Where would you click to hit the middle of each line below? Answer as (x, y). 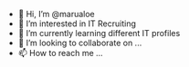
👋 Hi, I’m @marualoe (57, 14)
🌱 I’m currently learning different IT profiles (99, 33)
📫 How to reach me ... (60, 53)
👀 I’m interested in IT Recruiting (77, 24)
